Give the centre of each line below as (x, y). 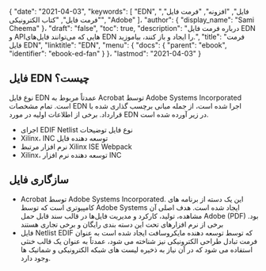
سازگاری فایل (39, 180)
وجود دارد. (35, 258)
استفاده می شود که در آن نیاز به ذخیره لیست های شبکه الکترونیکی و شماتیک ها (136, 250)
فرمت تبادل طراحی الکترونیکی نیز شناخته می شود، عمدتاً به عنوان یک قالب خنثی (139, 241)
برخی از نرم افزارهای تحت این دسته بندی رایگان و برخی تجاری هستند (122, 224)
